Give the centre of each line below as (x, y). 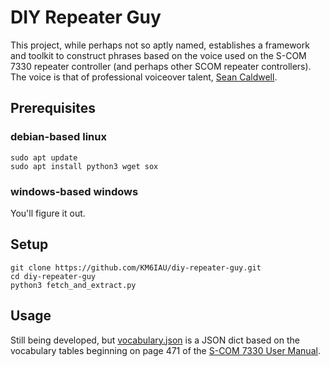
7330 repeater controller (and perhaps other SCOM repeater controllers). (161, 66)
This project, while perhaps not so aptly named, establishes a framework (160, 45)
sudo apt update (44, 157)
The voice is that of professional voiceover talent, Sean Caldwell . (144, 77)
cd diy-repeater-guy (53, 276)
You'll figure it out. (48, 213)
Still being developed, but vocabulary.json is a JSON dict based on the (155, 340)
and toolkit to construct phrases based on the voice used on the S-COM (158, 55)
